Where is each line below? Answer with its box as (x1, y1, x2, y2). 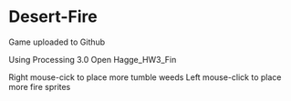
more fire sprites (8, 81, 71, 92)
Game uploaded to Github (8, 36, 106, 47)
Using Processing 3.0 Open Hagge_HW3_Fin (8, 54, 177, 65)
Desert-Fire (8, 6, 98, 27)
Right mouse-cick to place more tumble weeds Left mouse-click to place (8, 71, 282, 83)
